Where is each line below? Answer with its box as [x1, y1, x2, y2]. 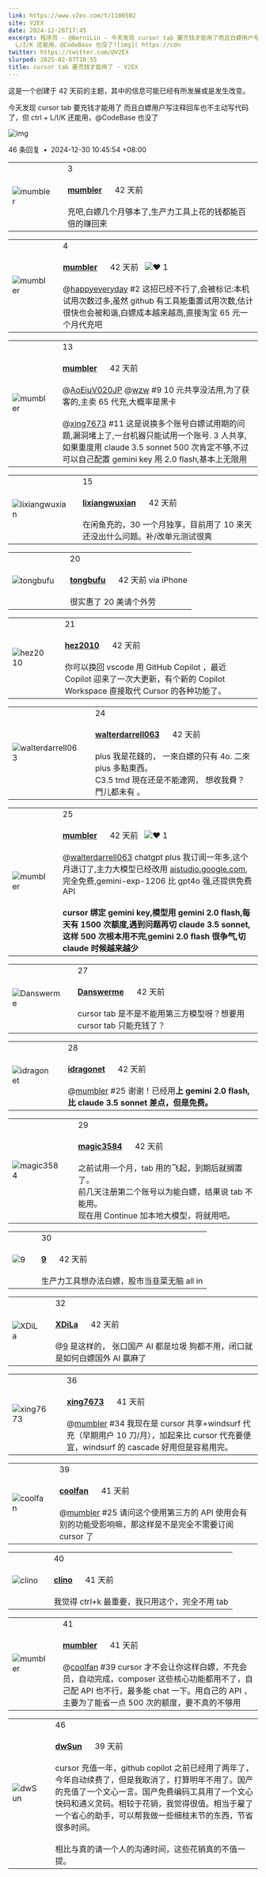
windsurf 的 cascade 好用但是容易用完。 [82, 1441, 234, 1452]
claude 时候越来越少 [62, 942, 139, 954]
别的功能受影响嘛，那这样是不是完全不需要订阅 [59, 1518, 234, 1529]
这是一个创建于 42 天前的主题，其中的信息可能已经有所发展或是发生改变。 [8, 86, 250, 95]
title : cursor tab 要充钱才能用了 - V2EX [8, 63, 139, 71]
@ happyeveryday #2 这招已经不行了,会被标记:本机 [63, 283, 250, 294]
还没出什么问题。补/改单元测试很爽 [82, 531, 212, 542]
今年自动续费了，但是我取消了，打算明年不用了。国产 [55, 1774, 253, 1785]
